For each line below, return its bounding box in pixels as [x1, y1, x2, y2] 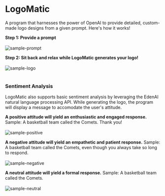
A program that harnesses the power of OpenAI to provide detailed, [5, 20, 142, 26]
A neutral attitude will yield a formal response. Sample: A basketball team [5, 170, 157, 176]
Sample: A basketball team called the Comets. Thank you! [5, 119, 122, 125]
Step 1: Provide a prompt [5, 35, 57, 40]
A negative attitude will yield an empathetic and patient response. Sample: [5, 139, 161, 145]
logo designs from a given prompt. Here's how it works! [17, 25, 131, 31]
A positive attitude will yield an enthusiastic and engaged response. [5, 114, 147, 120]
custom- [142, 20, 160, 26]
